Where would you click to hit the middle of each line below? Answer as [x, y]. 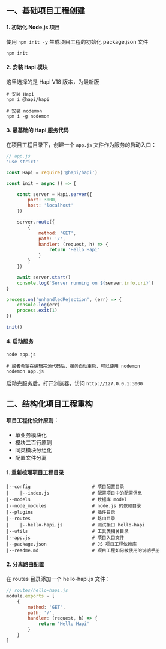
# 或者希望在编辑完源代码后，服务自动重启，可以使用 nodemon [73, 366]
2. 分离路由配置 [25, 564]
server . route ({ [36, 222]
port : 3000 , [43, 200]
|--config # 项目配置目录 [65, 486]
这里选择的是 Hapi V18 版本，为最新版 [53, 81]
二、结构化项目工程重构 [49, 404]
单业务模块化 [31, 435]
